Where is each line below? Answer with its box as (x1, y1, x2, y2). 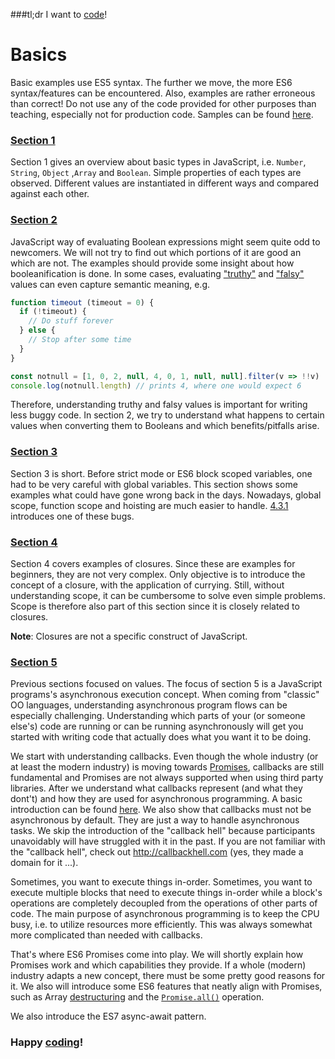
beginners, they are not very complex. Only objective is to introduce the (10, 569, 306, 580)
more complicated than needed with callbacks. (10, 929, 203, 941)
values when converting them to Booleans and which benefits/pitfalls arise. (10, 420, 320, 432)
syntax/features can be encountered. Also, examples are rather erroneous (10, 87, 316, 99)
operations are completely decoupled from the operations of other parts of (10, 897, 318, 909)
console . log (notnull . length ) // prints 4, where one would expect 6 (10, 380, 302, 391)
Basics (10, 44, 68, 66)
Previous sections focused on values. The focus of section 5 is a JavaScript (10, 678, 323, 690)
